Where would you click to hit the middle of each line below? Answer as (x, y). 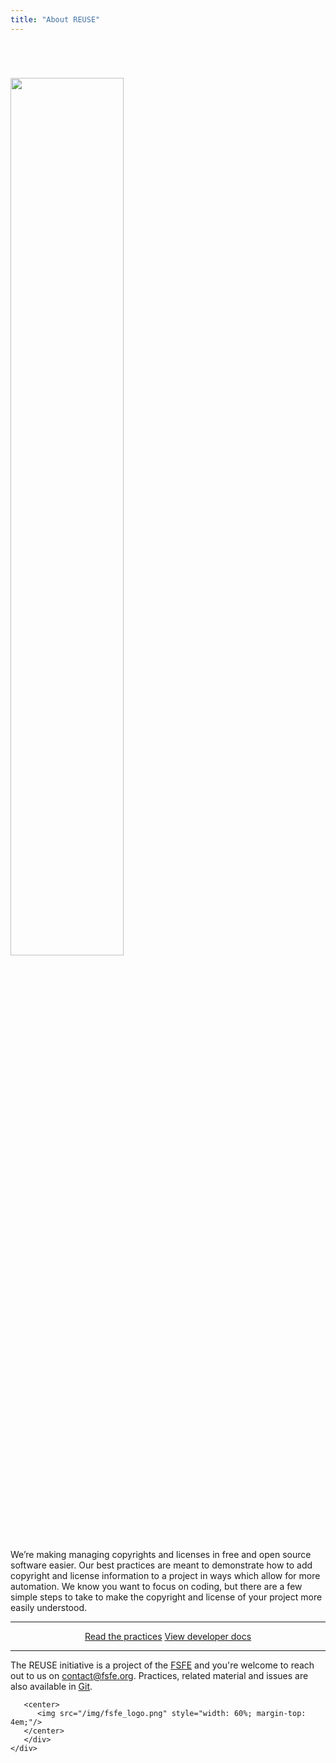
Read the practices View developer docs (168, 1636)
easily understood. (48, 1607)
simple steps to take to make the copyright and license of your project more (166, 1597)
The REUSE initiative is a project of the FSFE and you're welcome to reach (162, 1665)
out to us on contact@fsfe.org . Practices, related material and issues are (159, 1675)
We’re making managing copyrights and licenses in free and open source (161, 1554)
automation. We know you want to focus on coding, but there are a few (156, 1586)
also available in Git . (51, 1686)
